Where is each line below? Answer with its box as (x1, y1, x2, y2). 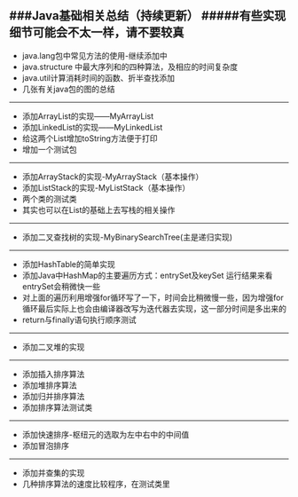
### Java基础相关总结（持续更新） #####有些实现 (9, 8, 286, 24)
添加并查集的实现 (21, 467, 85, 477)
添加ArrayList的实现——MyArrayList (21, 110, 154, 122)
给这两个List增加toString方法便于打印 (21, 132, 158, 144)
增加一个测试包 (21, 144, 77, 154)
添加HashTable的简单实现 (21, 258, 115, 269)
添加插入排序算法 (21, 368, 85, 379)
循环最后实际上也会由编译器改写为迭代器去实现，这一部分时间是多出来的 (21, 303, 286, 313)
